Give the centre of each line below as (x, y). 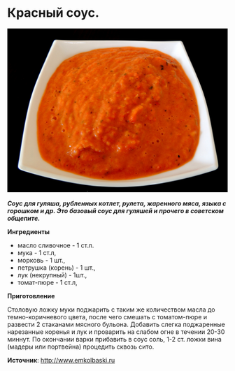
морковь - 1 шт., (41, 261)
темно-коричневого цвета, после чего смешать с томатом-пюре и (107, 317)
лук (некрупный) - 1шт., (52, 275)
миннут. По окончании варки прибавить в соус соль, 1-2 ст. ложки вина (114, 340)
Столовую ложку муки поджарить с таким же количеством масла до (111, 310)
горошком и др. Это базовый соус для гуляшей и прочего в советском (115, 211)
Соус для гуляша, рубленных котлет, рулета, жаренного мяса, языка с (117, 203)
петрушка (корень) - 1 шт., (56, 268)
